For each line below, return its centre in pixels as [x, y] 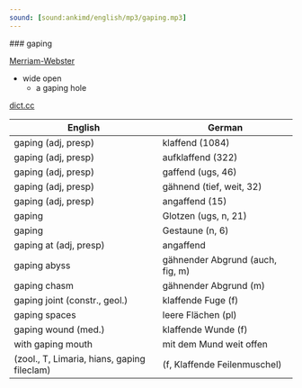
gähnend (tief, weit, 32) [212, 186]
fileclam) [32, 370]
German [226, 127]
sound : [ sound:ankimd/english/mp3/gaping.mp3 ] [98, 18]
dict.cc [22, 105]
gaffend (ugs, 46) [200, 172]
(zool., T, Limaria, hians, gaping [80, 358]
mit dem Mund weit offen [215, 344]
